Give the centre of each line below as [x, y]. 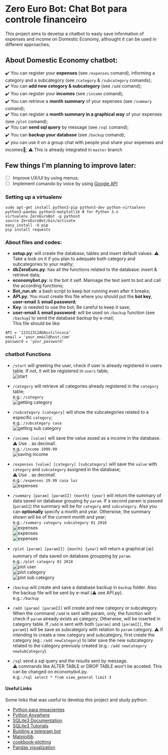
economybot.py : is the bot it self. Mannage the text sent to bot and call [87, 280]
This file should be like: [37, 323]
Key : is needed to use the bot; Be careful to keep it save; [71, 307]
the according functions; [38, 286]
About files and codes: [34, 242]
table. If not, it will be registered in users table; [61, 371]
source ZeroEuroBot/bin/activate [40, 221]
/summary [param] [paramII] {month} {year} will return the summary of [87, 495]
